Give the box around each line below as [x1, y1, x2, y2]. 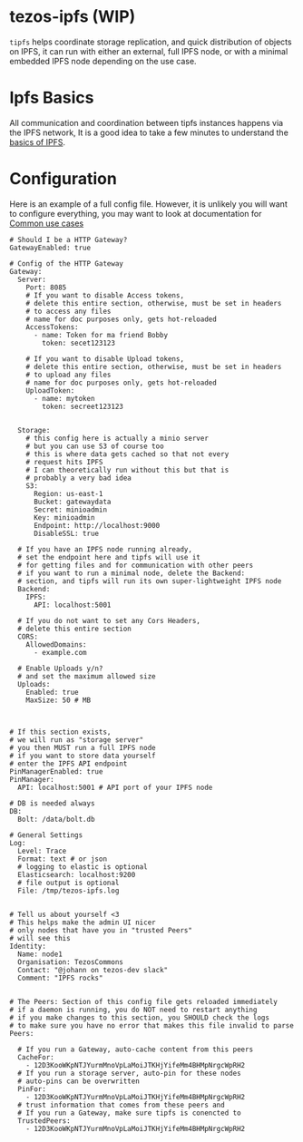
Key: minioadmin [33, 512, 95, 522]
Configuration [9, 169, 118, 190]
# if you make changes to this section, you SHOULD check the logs [9, 1013, 270, 1022]
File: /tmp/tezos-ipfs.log [17, 886, 120, 895]
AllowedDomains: [25, 639, 88, 649]
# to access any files [25, 307, 112, 316]
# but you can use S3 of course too [25, 442, 165, 451]
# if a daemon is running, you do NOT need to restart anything [9, 1005, 258, 1014]
